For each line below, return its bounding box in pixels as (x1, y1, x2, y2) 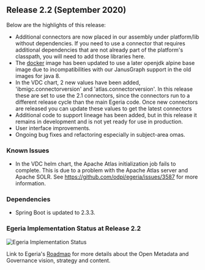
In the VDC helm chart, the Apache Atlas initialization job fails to (15, 160, 176, 168)
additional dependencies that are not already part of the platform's (15, 46, 184, 53)
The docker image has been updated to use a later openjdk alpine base (15, 59, 195, 66)
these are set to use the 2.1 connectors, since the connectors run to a (15, 91, 190, 99)
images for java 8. (15, 72, 61, 79)
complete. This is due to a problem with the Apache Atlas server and (15, 167, 188, 174)
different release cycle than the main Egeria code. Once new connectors (15, 98, 198, 106)
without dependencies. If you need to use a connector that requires (15, 39, 185, 47)
